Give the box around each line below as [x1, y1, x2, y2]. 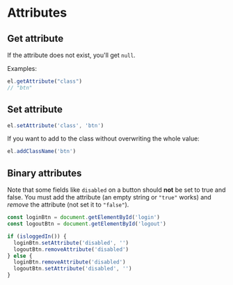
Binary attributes [7, 167, 82, 179]
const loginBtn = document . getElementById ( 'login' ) [7, 214, 160, 221]
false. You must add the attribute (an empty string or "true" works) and [7, 193, 212, 202]
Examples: [7, 65, 37, 72]
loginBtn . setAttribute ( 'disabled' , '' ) [13, 239, 129, 246]
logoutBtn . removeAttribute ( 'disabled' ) [13, 245, 129, 253]
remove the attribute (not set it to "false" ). [7, 200, 129, 209]
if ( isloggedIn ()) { [7, 233, 67, 240]
